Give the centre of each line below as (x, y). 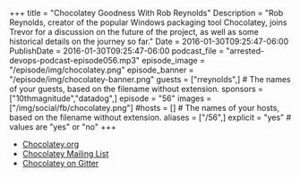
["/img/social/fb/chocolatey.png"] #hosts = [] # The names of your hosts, (145, 108)
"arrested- (245, 51)
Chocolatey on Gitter (60, 163)
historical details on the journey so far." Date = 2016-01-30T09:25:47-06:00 (149, 41)
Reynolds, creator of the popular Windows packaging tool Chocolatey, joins (148, 22)
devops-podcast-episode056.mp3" (75, 60)
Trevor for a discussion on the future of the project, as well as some (134, 32)
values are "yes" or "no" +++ (63, 127)
